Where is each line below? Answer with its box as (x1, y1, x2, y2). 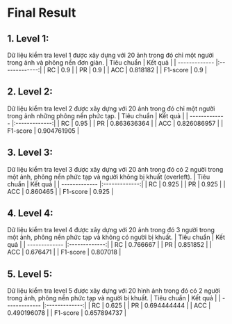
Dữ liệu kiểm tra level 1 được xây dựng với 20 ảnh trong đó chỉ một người (7, 51, 214, 59)
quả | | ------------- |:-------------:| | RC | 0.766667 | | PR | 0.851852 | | (7, 241, 212, 249)
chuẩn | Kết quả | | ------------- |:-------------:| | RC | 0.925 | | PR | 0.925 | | (7, 179, 226, 188)
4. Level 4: (7, 207, 53, 220)
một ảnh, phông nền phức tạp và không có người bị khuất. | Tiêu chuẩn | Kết (7, 233, 226, 241)
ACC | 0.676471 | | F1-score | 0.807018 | (7, 248, 122, 257)
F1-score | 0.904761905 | (7, 127, 80, 135)
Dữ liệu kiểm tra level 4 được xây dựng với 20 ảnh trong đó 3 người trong (7, 226, 215, 234)
